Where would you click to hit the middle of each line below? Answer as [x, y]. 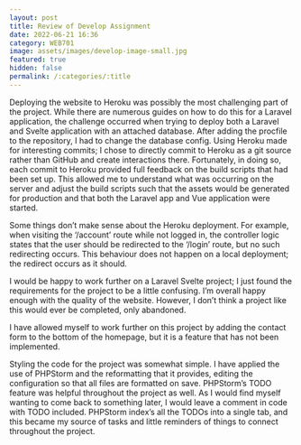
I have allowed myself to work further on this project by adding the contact [148, 327]
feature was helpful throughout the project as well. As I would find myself [145, 393]
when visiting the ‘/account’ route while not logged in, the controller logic [145, 235]
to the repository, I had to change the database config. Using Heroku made [148, 140]
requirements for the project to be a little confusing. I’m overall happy [137, 291]
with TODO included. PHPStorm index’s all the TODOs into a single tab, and [149, 412]
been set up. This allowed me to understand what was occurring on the [142, 179]
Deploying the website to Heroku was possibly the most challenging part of [149, 102]
